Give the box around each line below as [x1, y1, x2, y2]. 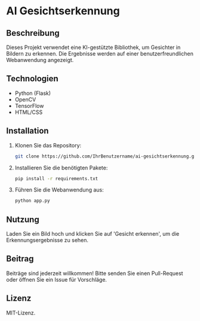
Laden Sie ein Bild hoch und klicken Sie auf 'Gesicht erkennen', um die [6, 230, 180, 237]
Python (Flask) [14, 89, 51, 97]
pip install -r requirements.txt [14, 175, 99, 181]
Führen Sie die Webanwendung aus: [14, 186, 104, 193]
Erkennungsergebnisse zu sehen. [6, 237, 88, 244]
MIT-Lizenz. [6, 309, 36, 316]
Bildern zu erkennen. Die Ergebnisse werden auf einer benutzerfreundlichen [6, 50, 194, 57]
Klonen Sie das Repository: [14, 141, 82, 149]
